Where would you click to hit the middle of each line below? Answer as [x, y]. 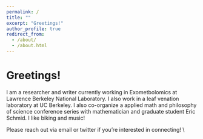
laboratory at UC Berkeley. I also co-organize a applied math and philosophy [101, 105]
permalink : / [23, 12]
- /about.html [29, 46]
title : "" [19, 18]
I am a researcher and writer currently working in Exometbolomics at [92, 92]
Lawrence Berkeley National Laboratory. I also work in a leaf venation [93, 99]
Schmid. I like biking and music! [46, 118]
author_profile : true [34, 29]
